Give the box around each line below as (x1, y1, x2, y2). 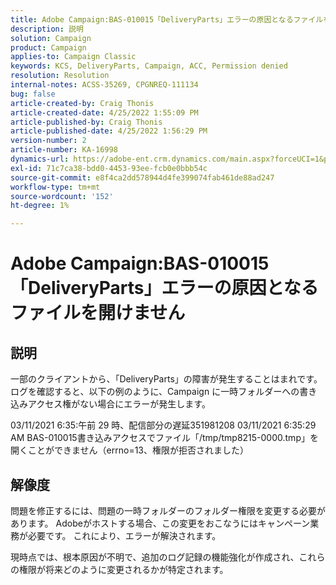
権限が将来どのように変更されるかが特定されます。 (18, 563, 229, 575)
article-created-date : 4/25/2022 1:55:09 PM (10, 107, 199, 118)
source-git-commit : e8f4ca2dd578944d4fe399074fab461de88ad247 (10, 172, 275, 183)
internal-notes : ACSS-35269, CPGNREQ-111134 (10, 80, 199, 90)
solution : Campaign (10, 33, 92, 43)
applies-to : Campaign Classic (10, 52, 137, 62)
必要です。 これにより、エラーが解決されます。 (27, 529, 222, 541)
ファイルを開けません (10, 302, 186, 325)
